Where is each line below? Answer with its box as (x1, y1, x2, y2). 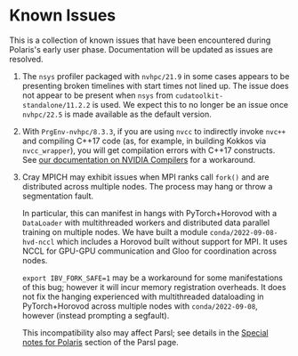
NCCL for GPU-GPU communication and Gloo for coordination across (21, 246, 278, 256)
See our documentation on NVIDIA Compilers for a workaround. (21, 154, 256, 165)
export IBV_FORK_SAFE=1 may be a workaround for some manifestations (21, 272, 283, 283)
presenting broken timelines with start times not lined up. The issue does (21, 80, 289, 91)
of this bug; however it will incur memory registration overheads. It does (21, 281, 286, 292)
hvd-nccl (21, 238, 55, 247)
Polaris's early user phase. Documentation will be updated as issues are (9, 44, 273, 54)
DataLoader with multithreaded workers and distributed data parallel (21, 217, 270, 228)
